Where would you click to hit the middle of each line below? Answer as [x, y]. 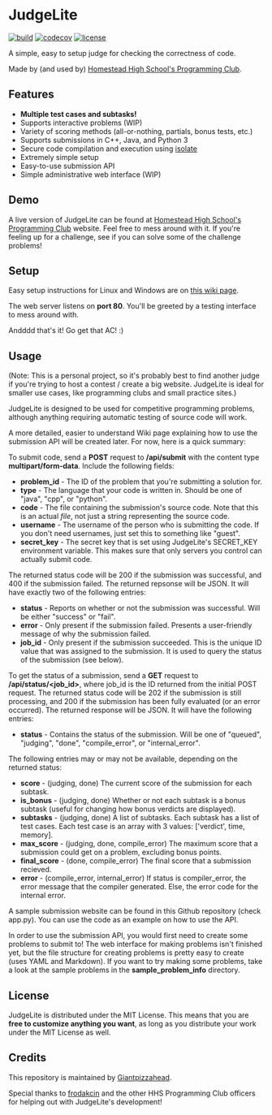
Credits [28, 1058]
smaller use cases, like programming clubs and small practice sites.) [123, 393]
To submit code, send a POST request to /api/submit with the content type [134, 457]
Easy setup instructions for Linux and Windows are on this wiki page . [124, 291]
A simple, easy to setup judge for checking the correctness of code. [122, 53]
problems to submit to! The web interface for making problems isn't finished [136, 944]
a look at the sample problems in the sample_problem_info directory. [125, 970]
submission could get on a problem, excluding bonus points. [121, 852]
